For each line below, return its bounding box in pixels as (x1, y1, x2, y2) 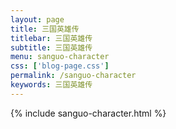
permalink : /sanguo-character (10, 71, 137, 81)
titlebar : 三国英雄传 (10, 33, 93, 43)
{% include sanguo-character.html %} (10, 107, 167, 119)
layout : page (10, 14, 65, 25)
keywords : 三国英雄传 (10, 80, 93, 90)
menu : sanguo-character (10, 52, 110, 62)
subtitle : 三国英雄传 (10, 42, 93, 53)
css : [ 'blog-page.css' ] (10, 61, 110, 71)
